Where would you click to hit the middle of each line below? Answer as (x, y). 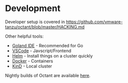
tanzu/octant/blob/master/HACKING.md (45, 27)
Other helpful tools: (24, 36)
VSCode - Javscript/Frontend (42, 51)
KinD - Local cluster (32, 66)
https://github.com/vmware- (94, 22)
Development (33, 8)
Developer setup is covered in (35, 22)
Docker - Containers (33, 61)
